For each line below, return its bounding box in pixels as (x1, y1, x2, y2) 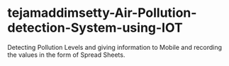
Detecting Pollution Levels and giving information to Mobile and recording (7, 43, 222, 51)
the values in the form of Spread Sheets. (7, 51, 125, 59)
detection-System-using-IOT (7, 20, 183, 36)
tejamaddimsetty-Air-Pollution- (7, 5, 197, 21)
